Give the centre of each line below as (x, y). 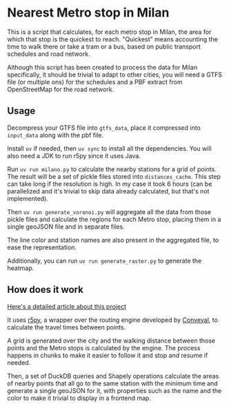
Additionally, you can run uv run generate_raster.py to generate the (104, 260)
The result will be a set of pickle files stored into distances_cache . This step (114, 176)
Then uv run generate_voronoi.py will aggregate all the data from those (109, 211)
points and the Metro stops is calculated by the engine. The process (104, 348)
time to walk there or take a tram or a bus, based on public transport (104, 46)
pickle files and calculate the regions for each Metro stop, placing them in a (114, 219)
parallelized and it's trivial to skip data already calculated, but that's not (108, 191)
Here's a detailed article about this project (67, 306)
